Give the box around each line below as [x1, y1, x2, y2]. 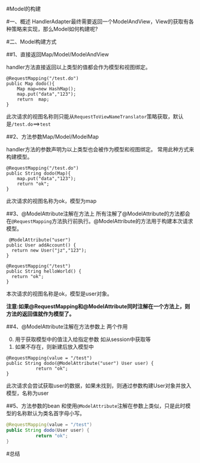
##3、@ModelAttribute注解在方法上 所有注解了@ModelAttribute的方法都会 [6, 210, 190, 217]
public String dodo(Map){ [6, 170, 71, 176]
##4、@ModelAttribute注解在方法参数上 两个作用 [6, 323, 128, 330]
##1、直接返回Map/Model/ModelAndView [6, 51, 109, 58]
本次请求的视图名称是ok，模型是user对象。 [6, 290, 113, 297]
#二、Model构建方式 [6, 38, 57, 45]
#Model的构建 [6, 5, 41, 12]
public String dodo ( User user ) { [6, 427, 90, 433]
